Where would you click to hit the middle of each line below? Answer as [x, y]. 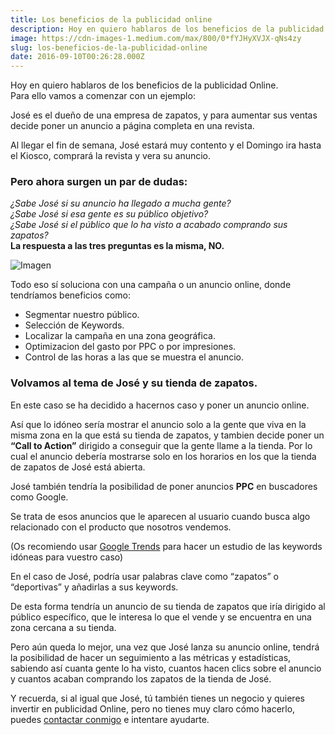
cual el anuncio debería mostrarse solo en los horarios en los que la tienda [163, 456]
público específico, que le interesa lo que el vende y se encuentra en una [161, 617]
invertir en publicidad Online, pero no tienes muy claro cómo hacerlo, [153, 708]
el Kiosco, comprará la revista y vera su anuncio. [111, 156]
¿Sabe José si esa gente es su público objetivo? [109, 214]
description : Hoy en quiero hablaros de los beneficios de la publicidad [167, 29]
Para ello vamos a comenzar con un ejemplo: [103, 96]
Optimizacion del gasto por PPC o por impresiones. [130, 347]
